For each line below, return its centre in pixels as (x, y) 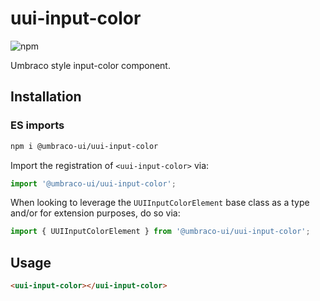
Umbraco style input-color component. (90, 65)
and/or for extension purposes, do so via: (95, 213)
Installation (46, 97)
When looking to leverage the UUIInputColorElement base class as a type (160, 203)
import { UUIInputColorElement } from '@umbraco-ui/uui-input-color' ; (160, 232)
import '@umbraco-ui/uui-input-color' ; (93, 183)
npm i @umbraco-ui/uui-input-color (84, 146)
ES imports (37, 125)
